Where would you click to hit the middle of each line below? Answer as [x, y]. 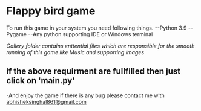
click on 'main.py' [41, 81]
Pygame [17, 34]
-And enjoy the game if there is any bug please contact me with [85, 95]
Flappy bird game [51, 11]
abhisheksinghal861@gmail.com [46, 101]
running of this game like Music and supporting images [75, 52]
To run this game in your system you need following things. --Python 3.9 [97, 28]
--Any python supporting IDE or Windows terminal [91, 34]
